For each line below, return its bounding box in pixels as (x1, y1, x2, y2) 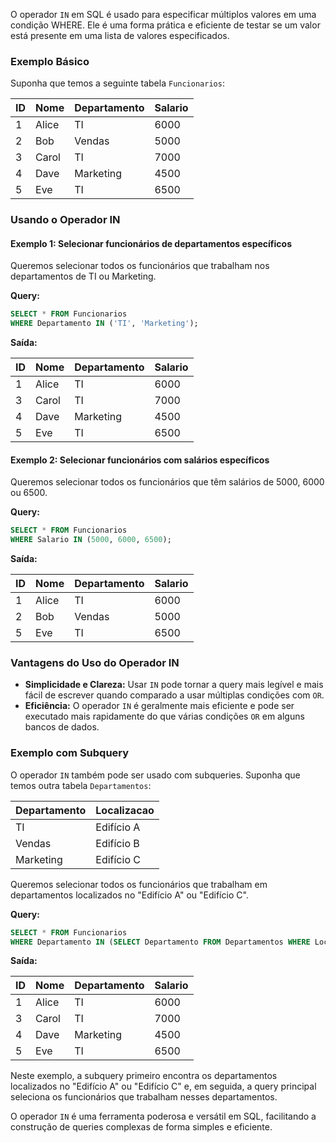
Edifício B (95, 836, 140, 850)
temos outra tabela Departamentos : (10, 779, 152, 791)
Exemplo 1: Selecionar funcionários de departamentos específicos (10, 237, 293, 249)
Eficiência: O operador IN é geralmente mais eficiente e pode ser (24, 700, 295, 712)
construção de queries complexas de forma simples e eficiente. (10, 1121, 273, 1133)
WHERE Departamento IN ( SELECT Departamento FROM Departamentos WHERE (10, 937, 311, 947)
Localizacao (95, 803, 155, 817)
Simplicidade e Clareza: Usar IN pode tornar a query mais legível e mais (24, 679, 324, 691)
